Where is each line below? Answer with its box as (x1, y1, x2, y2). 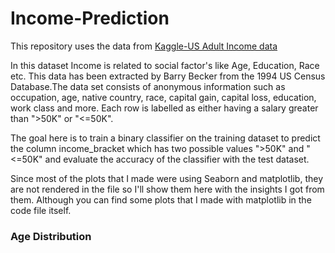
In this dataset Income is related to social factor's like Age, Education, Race (10, 59, 320, 71)
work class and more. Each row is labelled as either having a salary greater (10, 102, 319, 114)
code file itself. (10, 204, 72, 216)
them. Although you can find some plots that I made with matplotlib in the (10, 193, 312, 206)
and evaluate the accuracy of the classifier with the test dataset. (44, 153, 310, 165)
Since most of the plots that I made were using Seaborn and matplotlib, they (10, 172, 324, 184)
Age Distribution (10, 229, 92, 243)
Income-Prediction (10, 7, 170, 30)
